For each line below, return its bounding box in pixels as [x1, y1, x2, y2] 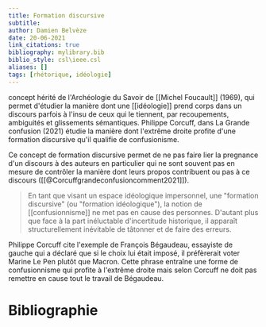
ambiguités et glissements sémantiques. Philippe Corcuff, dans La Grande [8, 117, 250, 127]
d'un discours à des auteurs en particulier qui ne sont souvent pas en [8, 158, 236, 167]
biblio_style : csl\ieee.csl [8, 56, 102, 64]
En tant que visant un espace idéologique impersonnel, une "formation [27, 190, 260, 200]
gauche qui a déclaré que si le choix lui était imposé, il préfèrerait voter [8, 248, 241, 258]
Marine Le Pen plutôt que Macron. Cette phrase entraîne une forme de [8, 256, 238, 266]
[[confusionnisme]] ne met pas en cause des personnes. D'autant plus [27, 207, 259, 217]
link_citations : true [8, 41, 80, 49]
